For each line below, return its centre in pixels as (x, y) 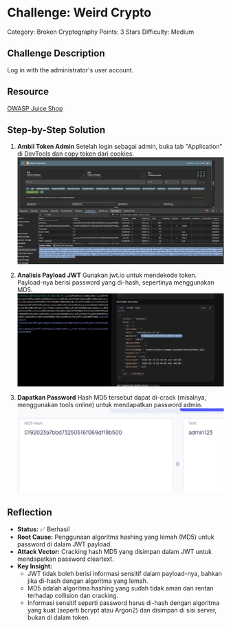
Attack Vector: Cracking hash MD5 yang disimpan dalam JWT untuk (114, 551)
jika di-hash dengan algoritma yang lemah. (88, 581)
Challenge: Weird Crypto (79, 13)
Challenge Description (56, 53)
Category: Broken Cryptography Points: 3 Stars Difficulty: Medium (101, 32)
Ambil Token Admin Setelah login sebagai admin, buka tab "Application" (120, 147)
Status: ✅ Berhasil (43, 529)
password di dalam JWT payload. (64, 544)
